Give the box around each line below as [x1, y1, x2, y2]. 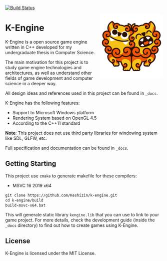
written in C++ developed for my [5, 44, 72, 50]
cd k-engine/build [5, 198, 43, 203]
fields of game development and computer [5, 75, 93, 81]
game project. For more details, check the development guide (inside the [5, 217, 155, 223]
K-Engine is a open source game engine [5, 39, 87, 45]
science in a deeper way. [5, 80, 56, 86]
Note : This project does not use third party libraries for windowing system [5, 130, 157, 136]
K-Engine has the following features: [5, 100, 80, 106]
